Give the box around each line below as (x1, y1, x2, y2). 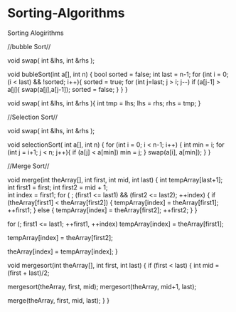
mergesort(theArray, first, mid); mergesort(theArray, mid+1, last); (7, 282, 197, 291)
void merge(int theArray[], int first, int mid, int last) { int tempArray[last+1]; (7, 175, 223, 184)
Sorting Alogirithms (7, 28, 64, 37)
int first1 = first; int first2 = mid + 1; (7, 183, 108, 192)
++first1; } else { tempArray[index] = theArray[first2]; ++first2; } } (7, 205, 198, 214)
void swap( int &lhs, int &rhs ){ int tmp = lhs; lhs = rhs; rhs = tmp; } (7, 98, 201, 108)
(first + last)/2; (7, 269, 50, 277)
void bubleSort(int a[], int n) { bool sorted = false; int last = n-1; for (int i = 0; (7, 70, 229, 78)
